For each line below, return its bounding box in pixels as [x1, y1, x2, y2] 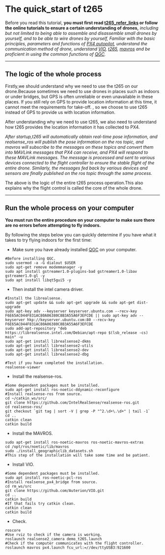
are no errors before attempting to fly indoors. [5, 222, 101, 228]
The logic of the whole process [5, 70, 102, 78]
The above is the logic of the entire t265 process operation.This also [5, 180, 143, 186]
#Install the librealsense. [5, 295, 63, 301]
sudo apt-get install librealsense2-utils [5, 343, 93, 348]
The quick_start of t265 [5, 3, 103, 15]
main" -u [5, 334, 23, 339]
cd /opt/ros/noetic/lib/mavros [5, 444, 69, 449]
